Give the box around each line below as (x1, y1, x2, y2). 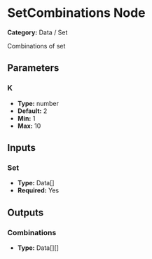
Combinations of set (7, 41, 66, 50)
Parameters (7, 62, 60, 74)
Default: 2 (17, 107, 48, 115)
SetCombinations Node (7, 5, 146, 21)
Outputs (7, 206, 44, 218)
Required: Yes (17, 186, 60, 194)
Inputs (7, 142, 36, 154)
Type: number (17, 99, 60, 107)
